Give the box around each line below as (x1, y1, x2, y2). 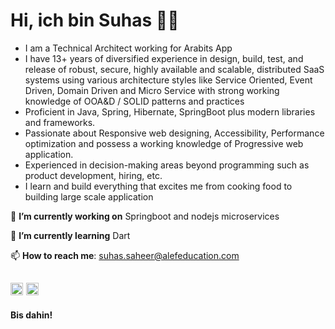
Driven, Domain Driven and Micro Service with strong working (24, 84, 280, 96)
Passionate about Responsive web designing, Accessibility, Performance (24, 127, 325, 139)
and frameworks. (24, 116, 96, 128)
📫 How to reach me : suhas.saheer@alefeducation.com (10, 249, 240, 261)
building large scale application (24, 190, 154, 203)
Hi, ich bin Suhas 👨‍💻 (10, 9, 180, 32)
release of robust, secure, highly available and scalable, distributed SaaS (24, 63, 325, 75)
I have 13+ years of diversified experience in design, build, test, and (24, 52, 304, 64)
